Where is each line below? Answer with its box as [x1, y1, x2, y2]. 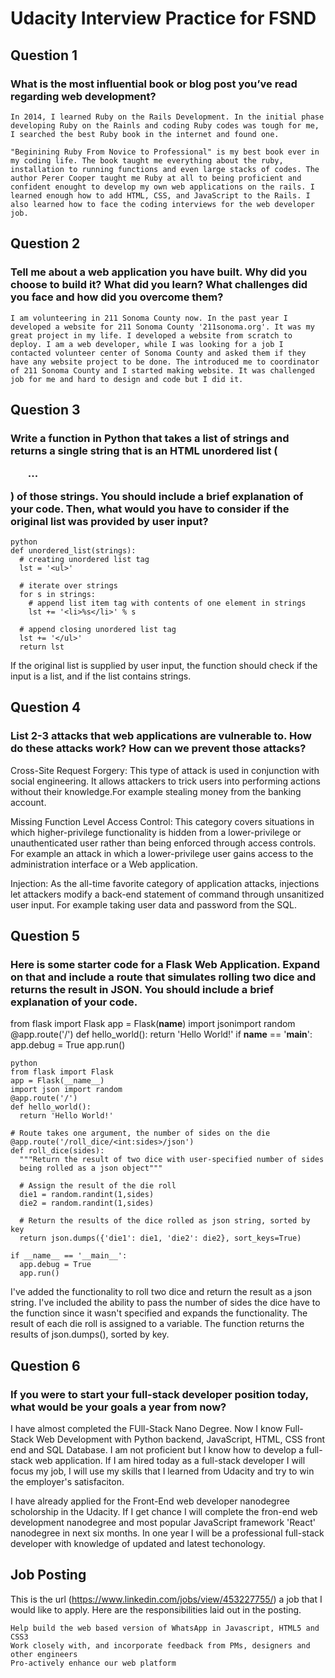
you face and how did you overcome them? [10, 290, 224, 304]
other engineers [10, 1649, 78, 1659]
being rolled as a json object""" [19, 1163, 163, 1174]
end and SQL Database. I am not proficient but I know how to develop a [10, 1444, 305, 1456]
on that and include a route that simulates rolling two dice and [10, 970, 317, 984]
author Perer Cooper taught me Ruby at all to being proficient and [10, 173, 302, 183]
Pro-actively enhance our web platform [10, 1658, 177, 1668]
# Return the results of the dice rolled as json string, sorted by [19, 1216, 311, 1226]
